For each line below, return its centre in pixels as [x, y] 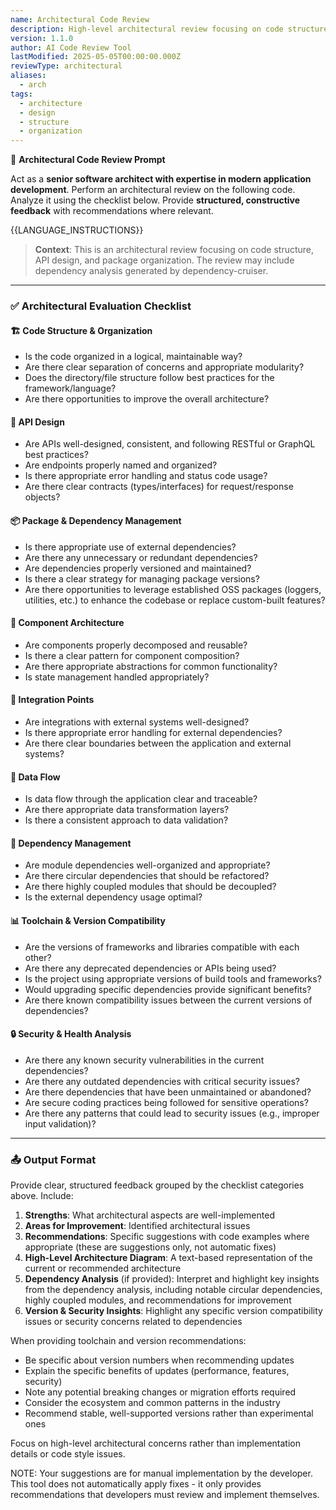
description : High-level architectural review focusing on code [147, 29]
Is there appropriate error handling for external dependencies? [153, 733]
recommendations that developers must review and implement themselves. [165, 1495]
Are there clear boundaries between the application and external [158, 743]
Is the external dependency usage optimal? [113, 897]
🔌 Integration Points [52, 700]
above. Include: [42, 1196]
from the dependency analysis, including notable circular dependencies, [173, 1290]
